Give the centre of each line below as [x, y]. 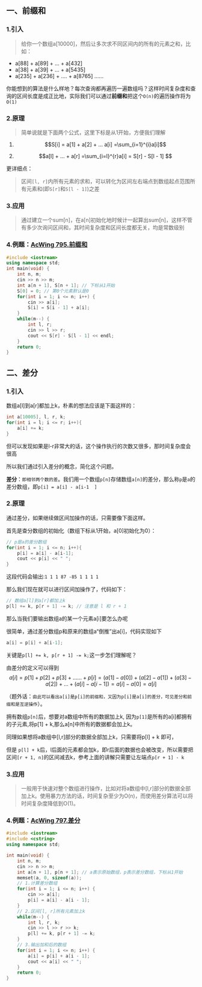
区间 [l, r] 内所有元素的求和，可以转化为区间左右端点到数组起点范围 [106, 181]
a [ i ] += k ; [31, 428]
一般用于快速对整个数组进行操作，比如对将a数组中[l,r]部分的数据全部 [106, 789]
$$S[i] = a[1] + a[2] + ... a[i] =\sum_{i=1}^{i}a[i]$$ [106, 144]
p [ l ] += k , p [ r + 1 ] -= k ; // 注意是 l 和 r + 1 [66, 607]
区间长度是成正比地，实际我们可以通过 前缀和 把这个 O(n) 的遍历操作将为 [104, 96]
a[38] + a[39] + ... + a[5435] [50, 69]
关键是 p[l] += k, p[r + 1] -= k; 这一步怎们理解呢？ [72, 655]
